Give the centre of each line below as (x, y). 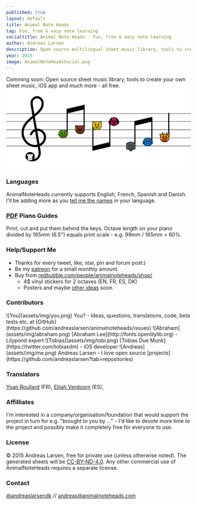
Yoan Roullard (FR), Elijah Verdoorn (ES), (55, 387)
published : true (26, 12)
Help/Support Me (31, 250)
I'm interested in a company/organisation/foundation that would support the (97, 415)
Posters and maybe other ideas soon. (69, 288)
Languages (23, 182)
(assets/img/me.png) (31, 353)
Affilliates (20, 402)
